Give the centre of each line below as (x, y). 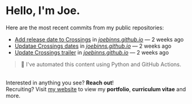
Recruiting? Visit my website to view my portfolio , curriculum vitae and (96, 89)
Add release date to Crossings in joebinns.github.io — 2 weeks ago (99, 39)
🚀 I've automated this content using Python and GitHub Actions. (101, 64)
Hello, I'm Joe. (43, 11)
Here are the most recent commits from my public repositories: (85, 28)
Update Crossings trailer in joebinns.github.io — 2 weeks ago (92, 52)
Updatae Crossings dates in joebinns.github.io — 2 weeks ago (93, 46)
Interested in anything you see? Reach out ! (60, 83)
